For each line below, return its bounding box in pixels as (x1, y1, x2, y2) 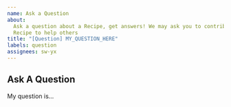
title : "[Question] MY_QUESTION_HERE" (7, 36, 118, 43)
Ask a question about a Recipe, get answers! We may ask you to (13, 23, 201, 29)
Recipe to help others (13, 29, 78, 36)
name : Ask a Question (7, 10, 69, 17)
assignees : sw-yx (7, 49, 57, 56)
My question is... (7, 92, 54, 100)
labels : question (7, 42, 57, 49)
